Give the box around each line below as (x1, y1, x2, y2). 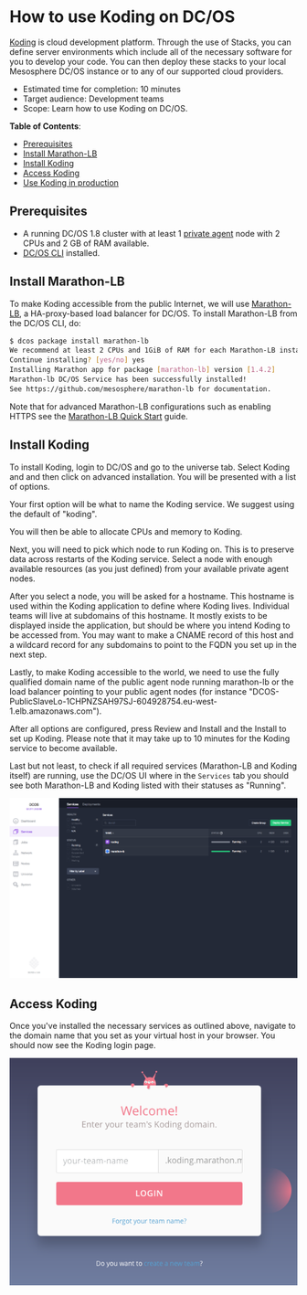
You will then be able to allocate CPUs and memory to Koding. (9, 525, 243, 536)
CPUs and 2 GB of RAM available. (22, 238, 150, 249)
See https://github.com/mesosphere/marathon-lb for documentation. (9, 384, 272, 394)
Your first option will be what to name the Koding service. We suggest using (9, 498, 295, 509)
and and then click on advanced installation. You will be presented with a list (9, 471, 297, 482)
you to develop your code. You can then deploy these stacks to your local (9, 56, 287, 67)
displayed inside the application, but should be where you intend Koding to (9, 620, 291, 631)
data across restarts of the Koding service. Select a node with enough (9, 553, 273, 564)
